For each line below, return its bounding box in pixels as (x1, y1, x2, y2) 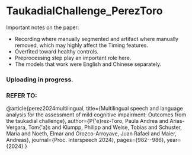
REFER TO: (6, 91, 37, 99)
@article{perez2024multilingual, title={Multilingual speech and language (6, 105, 183, 112)
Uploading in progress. (6, 75, 73, 84)
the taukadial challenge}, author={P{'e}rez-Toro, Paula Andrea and (6, 118, 169, 125)
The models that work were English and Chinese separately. (14, 61, 162, 68)
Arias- (169, 118, 185, 125)
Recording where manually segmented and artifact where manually (14, 35, 179, 42)
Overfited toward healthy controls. (14, 48, 99, 55)
